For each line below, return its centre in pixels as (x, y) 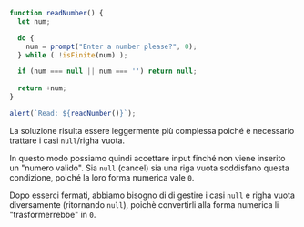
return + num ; (42, 88)
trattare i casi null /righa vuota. (67, 140)
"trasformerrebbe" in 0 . (53, 214)
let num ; (34, 21)
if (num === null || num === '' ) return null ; (107, 72)
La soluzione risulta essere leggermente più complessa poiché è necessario (152, 130)
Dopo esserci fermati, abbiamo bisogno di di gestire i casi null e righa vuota (152, 195)
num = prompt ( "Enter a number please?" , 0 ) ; (111, 46)
